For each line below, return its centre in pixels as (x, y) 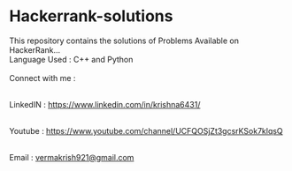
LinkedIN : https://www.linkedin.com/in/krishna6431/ (105, 104)
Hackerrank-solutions (91, 16)
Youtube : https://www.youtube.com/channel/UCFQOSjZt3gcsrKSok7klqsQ (146, 130)
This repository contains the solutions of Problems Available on (124, 41)
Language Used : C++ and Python (71, 59)
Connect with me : (42, 78)
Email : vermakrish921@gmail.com (72, 157)
